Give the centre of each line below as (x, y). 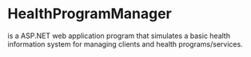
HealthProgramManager (90, 14)
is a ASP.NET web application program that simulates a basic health (119, 36)
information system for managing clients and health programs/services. (125, 44)
